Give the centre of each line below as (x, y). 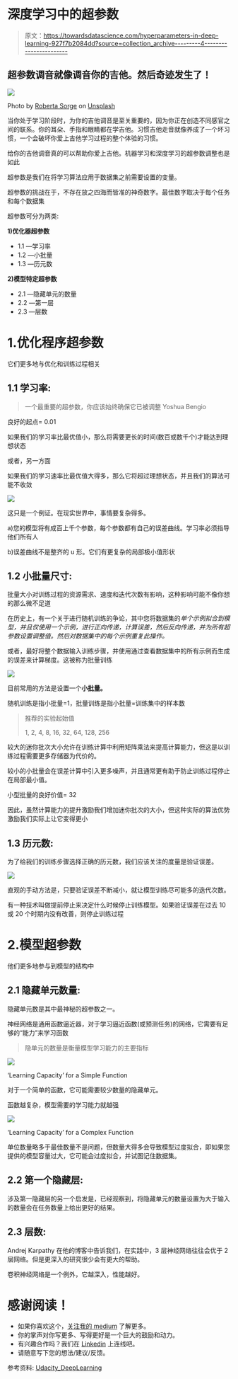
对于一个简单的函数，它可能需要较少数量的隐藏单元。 (85, 1089)
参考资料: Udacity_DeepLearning (55, 1368)
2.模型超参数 (44, 945)
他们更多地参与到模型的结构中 (50, 966)
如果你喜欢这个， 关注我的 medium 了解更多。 (84, 1326)
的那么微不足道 (29, 603)
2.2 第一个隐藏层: (45, 1180)
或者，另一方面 (29, 460)
